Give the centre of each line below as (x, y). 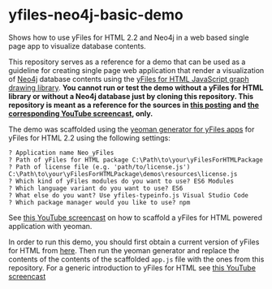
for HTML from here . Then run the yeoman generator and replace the (124, 250)
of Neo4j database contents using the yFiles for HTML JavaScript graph (129, 79)
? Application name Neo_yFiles (61, 153)
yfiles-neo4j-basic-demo (96, 15)
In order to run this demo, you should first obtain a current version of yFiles (134, 242)
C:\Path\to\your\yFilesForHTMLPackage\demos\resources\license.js (123, 174)
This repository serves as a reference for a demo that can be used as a (127, 62)
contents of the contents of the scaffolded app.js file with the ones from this (136, 259)
